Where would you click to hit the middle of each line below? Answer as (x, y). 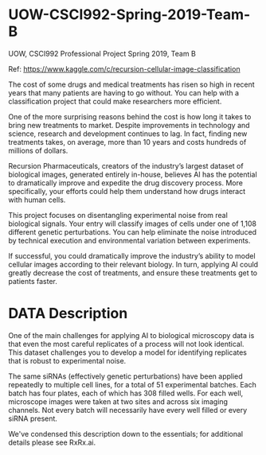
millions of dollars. (38, 150)
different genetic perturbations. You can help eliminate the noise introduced (133, 231)
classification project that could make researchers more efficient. (115, 101)
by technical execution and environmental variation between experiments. (129, 240)
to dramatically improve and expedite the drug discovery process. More (125, 183)
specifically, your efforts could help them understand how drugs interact (127, 191)
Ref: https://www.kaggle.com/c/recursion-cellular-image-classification (124, 68)
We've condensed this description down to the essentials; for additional (126, 434)
